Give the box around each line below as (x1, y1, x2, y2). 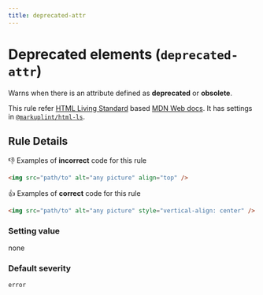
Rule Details (8, 135, 69, 148)
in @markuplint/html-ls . (8, 112, 85, 121)
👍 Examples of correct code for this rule (8, 189, 141, 198)
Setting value (8, 226, 61, 237)
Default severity (8, 263, 72, 274)
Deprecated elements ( (8, 45, 161, 63)
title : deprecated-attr (8, 11, 87, 20)
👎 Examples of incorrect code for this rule (8, 156, 147, 165)
